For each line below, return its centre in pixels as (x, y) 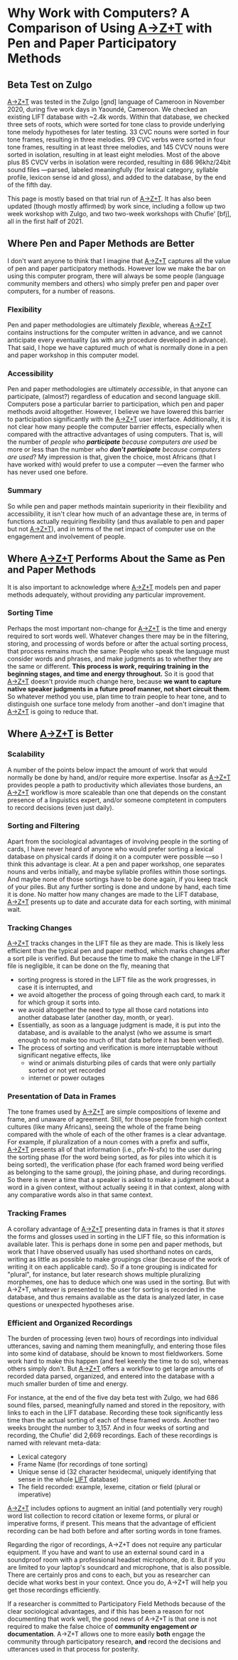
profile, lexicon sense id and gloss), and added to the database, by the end (117, 177)
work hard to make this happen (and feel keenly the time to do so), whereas (118, 1361)
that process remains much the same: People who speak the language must (118, 651)
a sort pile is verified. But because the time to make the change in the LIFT (116, 959)
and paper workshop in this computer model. (73, 355)
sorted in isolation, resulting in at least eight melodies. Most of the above (114, 155)
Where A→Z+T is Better (60, 734)
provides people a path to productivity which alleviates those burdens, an (115, 784)
